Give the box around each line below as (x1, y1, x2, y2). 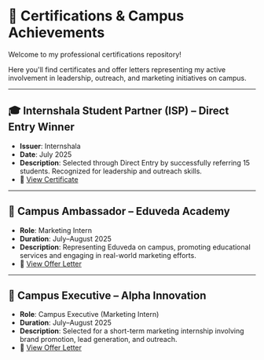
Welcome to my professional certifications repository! (8, 49, 182, 59)
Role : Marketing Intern (19, 225, 93, 235)
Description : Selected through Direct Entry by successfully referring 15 (19, 158, 250, 167)
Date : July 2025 (19, 149, 72, 159)
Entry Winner (8, 121, 75, 134)
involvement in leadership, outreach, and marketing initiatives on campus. (8, 73, 247, 82)
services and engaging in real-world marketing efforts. (19, 250, 196, 260)
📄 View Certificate (19, 174, 79, 184)
